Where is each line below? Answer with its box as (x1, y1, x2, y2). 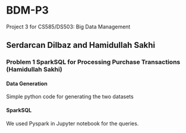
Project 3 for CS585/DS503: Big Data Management (6, 23, 131, 30)
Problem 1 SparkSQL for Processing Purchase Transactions (6, 58, 181, 66)
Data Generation (6, 80, 48, 87)
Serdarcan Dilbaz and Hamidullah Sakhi (6, 40, 156, 50)
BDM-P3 (6, 4, 49, 17)
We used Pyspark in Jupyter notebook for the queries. (6, 119, 139, 127)
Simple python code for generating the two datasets (6, 93, 134, 100)
